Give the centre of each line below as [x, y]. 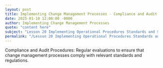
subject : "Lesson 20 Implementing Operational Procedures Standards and [80, 32]
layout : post [18, 9]
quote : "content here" [28, 27]
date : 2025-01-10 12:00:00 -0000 [39, 18]
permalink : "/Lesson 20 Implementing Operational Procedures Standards [79, 37]
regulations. [17, 60]
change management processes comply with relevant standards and [73, 55]
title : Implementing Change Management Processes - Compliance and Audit [81, 14]
